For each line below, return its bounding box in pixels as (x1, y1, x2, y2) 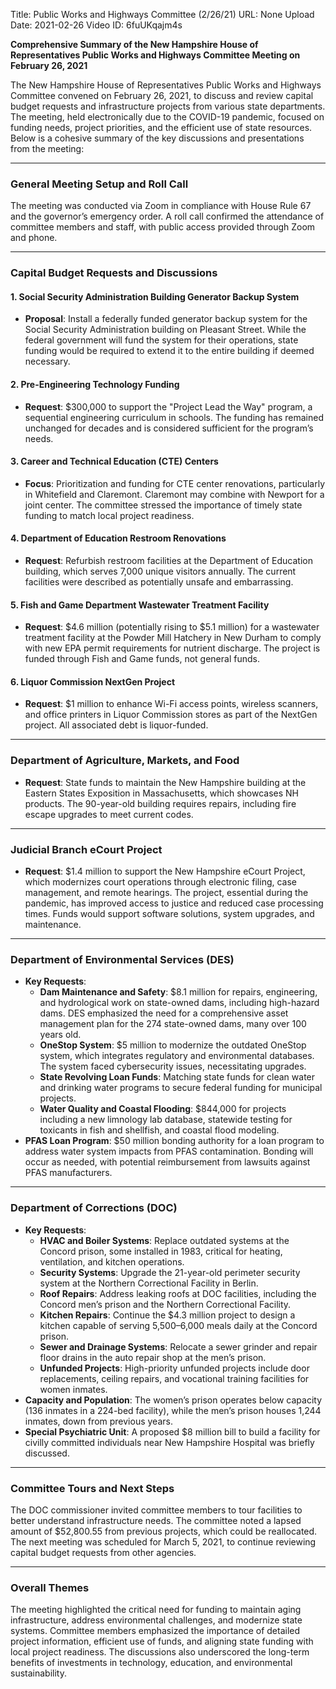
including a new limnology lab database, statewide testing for (39, 1114, 293, 1126)
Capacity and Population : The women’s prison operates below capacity (24, 1394, 323, 1406)
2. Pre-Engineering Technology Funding (10, 379, 180, 391)
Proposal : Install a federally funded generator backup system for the (24, 313, 308, 325)
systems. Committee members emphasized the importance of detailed (10, 1625, 301, 1637)
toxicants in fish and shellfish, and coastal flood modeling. (39, 1124, 280, 1136)
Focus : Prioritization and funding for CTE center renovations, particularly (24, 477, 326, 489)
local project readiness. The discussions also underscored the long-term (10, 1646, 310, 1658)
